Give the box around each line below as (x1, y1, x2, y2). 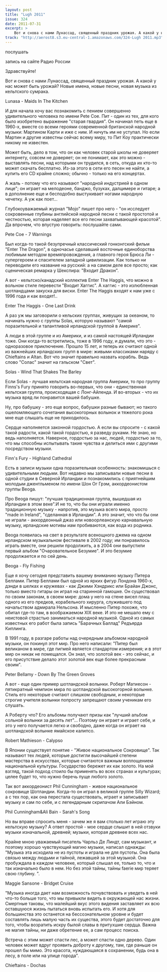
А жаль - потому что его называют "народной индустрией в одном (5, 180, 148, 186)
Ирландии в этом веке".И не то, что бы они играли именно (5, 501, 130, 507)
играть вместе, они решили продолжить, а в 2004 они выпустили (5, 542, 145, 548)
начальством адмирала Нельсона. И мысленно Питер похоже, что (5, 604, 148, 610)
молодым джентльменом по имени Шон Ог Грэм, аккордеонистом (5, 481, 148, 486)
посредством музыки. (5, 445, 52, 452)
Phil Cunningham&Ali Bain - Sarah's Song (5, 809, 90, 815)
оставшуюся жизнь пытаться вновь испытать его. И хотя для (5, 906, 136, 912)
